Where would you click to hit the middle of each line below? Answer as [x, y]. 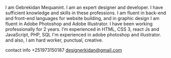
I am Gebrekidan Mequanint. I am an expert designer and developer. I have [84, 7]
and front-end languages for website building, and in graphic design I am [82, 18]
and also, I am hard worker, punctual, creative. [54, 40]
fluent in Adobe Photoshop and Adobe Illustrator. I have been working [79, 24]
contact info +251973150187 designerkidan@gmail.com [64, 50]
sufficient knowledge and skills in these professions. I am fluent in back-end [86, 13]
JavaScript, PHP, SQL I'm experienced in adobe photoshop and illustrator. [83, 35]
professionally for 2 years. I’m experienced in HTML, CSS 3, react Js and [82, 29]
